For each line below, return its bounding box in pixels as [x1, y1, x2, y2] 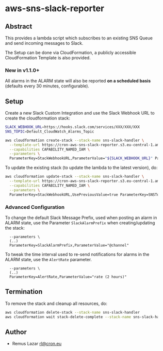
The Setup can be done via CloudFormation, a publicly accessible [5, 50, 136, 55]
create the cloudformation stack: [5, 115, 70, 121]
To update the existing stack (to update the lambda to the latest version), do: [5, 165, 158, 170]
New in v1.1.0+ [5, 67, 40, 73]
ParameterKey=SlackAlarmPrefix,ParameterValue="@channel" [9, 243, 130, 248]
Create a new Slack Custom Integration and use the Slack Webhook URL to [5, 110, 155, 116]
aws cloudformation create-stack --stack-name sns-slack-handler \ [5, 138, 145, 143]
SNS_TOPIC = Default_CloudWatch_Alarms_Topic [5, 129, 95, 134]
